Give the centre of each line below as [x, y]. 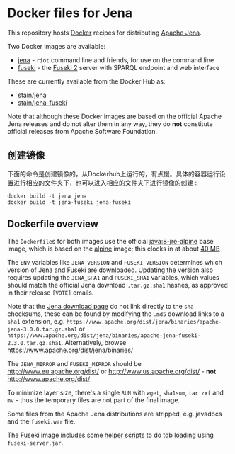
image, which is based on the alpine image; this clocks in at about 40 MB [114, 249]
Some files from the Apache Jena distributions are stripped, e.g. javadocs [115, 414]
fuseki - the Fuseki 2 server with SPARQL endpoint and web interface [119, 67]
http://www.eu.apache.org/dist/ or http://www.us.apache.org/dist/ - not [112, 371]
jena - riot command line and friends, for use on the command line [116, 60]
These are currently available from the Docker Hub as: [86, 81]
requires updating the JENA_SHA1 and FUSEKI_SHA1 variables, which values [113, 277]
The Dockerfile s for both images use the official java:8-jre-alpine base [110, 241]
